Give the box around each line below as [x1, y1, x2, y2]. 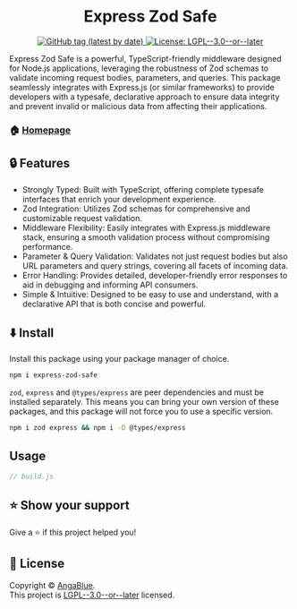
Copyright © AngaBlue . [9, 579, 96, 590]
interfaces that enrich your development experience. [21, 193, 216, 204]
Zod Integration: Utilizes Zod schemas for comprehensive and [21, 203, 250, 214]
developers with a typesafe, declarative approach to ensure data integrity [9, 91, 280, 102]
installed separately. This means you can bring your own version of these [9, 397, 279, 407]
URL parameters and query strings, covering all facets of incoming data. [21, 260, 289, 270]
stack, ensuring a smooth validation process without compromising [21, 231, 270, 243]
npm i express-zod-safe [9, 371, 98, 380]
